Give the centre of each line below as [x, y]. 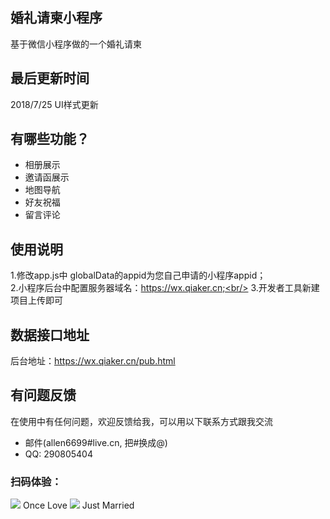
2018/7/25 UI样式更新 [54, 104]
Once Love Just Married [78, 505]
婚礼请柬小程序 [56, 18]
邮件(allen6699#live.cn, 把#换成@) [96, 442]
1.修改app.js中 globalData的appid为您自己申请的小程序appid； [138, 275]
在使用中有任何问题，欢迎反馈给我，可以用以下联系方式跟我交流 [141, 421]
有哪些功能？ [50, 139]
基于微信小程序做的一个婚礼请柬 [76, 44]
